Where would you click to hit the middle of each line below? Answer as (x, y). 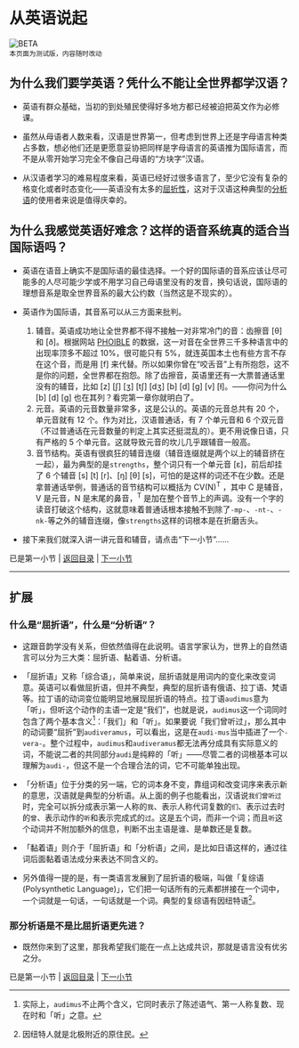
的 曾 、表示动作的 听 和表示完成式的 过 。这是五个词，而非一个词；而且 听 (149, 818)
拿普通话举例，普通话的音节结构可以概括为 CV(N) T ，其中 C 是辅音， (161, 486)
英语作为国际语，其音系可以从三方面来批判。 (104, 312)
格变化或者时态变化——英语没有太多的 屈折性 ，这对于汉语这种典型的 (147, 189)
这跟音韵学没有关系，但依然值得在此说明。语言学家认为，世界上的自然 (151, 646)
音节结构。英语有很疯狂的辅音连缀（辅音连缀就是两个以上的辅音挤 (156, 453)
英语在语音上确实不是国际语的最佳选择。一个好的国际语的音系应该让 (147, 270)
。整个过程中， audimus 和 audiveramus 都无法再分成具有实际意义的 (160, 743)
